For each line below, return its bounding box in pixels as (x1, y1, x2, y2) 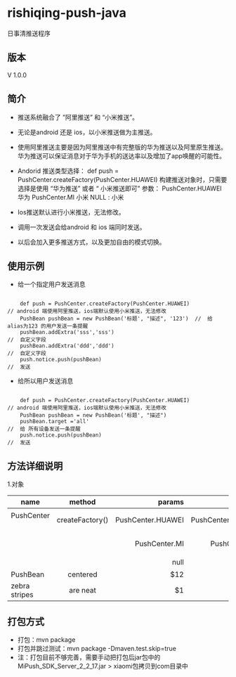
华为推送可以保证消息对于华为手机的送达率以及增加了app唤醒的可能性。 (17, 151, 226, 160)
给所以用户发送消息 (17, 377, 74, 385)
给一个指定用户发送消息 (17, 280, 86, 289)
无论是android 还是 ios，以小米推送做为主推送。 (17, 128, 157, 136)
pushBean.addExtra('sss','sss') (20, 329, 114, 336)
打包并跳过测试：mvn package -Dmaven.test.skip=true (17, 645, 177, 652)
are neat (69, 586, 96, 595)
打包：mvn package (17, 636, 76, 644)
